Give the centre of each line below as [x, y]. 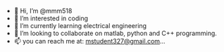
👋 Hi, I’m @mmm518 [43, 11]
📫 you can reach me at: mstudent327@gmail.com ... [89, 41]
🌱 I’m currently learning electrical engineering [80, 26]
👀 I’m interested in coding [51, 18]
